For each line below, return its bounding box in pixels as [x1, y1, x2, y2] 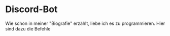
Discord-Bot [5, 4, 58, 15]
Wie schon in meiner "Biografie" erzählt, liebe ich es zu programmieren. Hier [5, 20, 165, 26]
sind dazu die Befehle [5, 25, 51, 31]
